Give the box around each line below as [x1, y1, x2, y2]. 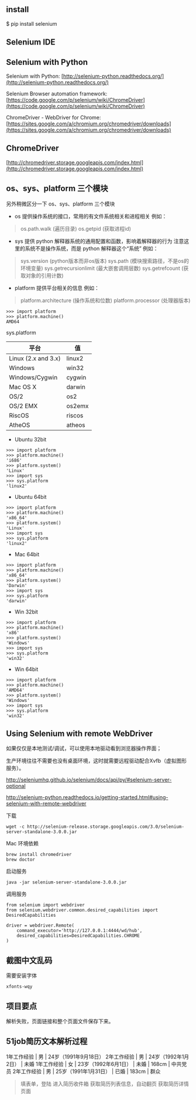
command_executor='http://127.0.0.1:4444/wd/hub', [16, 928, 143, 934]
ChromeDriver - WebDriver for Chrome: [6, 114, 101, 121]
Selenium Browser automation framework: [6, 90, 108, 97]
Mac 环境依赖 [6, 840, 39, 847]
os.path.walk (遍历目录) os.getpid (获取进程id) [20, 225, 132, 232]
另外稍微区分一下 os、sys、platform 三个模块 [6, 200, 115, 207]
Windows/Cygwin [9, 373, 58, 381]
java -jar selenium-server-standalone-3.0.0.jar [6, 879, 127, 886]
